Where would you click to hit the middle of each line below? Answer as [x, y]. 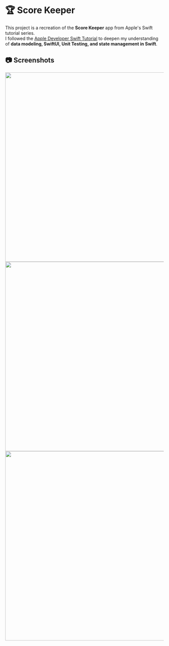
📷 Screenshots [30, 60]
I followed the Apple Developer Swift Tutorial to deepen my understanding [82, 38]
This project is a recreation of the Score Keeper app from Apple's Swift [79, 28]
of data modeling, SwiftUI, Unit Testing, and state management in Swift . [81, 43]
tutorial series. [20, 33]
